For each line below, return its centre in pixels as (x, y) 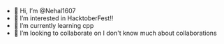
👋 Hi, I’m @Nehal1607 (45, 11)
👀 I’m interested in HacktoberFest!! (64, 18)
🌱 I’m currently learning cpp (54, 25)
